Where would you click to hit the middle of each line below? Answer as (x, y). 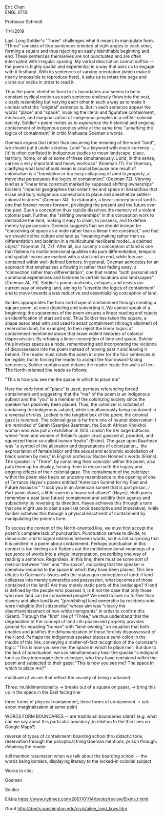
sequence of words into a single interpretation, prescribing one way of (76, 554)
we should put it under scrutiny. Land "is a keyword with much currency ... (80, 148)
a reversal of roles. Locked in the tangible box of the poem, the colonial (77, 415)
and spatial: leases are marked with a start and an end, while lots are (74, 257)
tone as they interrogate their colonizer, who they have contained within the (81, 658)
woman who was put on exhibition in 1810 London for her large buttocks (77, 430)
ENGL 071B (16, 12)
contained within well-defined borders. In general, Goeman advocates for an (82, 262)
